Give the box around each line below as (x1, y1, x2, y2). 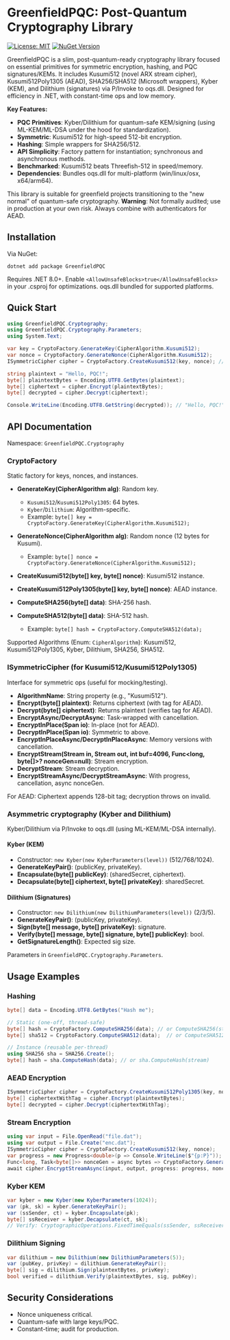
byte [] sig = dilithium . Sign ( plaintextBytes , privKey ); (7, 1267, 170, 1274)
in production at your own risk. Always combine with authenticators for (7, 204, 207, 212)
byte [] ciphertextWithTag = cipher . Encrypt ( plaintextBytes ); (7, 1095, 186, 1102)
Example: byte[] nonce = (27, 553, 99, 561)
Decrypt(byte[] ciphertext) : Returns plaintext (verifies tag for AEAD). (16, 706, 213, 714)
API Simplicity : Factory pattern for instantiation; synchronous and (16, 147, 203, 156)
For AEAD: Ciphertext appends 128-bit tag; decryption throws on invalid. (7, 792, 211, 800)
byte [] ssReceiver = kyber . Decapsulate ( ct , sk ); (7, 1216, 149, 1223)
